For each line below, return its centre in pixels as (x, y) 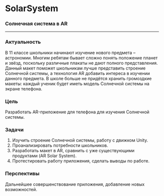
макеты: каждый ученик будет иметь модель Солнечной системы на (77, 84)
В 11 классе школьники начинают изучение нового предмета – (70, 53)
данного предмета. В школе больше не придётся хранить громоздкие (79, 78)
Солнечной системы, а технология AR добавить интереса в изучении (78, 73)
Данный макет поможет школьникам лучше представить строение (75, 68)
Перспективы (22, 174)
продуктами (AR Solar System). (44, 156)
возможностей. (21, 189)
